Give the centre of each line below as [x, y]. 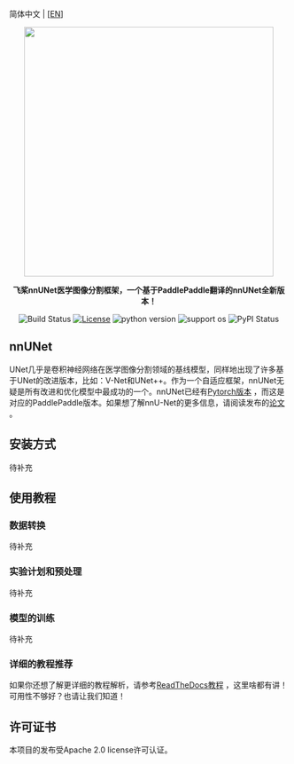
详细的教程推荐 [41, 664]
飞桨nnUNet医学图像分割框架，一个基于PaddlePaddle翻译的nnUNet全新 [145, 290]
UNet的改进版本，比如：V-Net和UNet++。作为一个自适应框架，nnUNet [147, 380]
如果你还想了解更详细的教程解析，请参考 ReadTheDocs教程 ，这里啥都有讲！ [148, 685]
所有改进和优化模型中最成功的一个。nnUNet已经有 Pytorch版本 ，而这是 [155, 391]
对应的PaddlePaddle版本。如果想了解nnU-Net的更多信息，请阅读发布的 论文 [147, 402]
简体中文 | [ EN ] [36, 14]
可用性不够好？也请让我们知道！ [67, 697]
